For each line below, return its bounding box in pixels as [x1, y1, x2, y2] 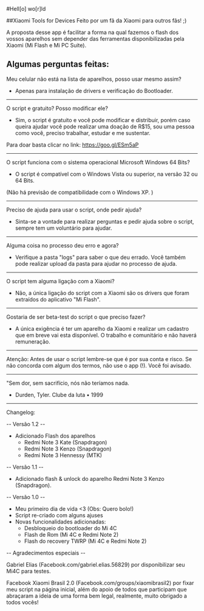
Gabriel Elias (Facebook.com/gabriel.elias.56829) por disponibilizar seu [6, 561, 185, 568]
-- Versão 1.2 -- [6, 420, 46, 427]
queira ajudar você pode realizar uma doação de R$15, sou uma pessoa [15, 123, 195, 130]
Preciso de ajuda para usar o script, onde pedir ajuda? [6, 206, 142, 213]
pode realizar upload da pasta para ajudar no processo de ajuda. [15, 260, 177, 267]
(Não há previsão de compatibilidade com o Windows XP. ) [6, 188, 154, 196]
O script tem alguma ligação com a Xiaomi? [6, 277, 115, 285]
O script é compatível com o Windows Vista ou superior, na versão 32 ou [15, 170, 198, 178]
